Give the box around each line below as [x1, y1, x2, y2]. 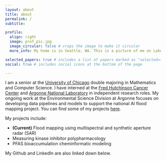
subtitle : [5, 21, 26, 26]
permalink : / [5, 16, 32, 21]
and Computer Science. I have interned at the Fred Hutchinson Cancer [5, 85, 148, 91]
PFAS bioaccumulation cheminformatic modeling [12, 141, 112, 147]
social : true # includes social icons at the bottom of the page [5, 62, 142, 67]
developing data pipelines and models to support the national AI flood [5, 101, 147, 107]
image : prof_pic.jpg [9, 39, 52, 44]
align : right [9, 35, 37, 40]
